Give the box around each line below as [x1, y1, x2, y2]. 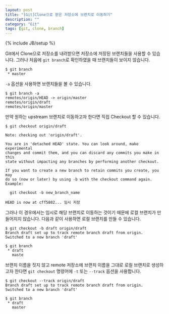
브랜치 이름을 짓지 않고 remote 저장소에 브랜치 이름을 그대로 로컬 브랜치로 [5, 262, 150, 268]
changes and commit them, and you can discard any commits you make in [5, 150, 159, 156]
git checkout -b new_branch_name [10, 190, 80, 195]
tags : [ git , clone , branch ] [5, 26, 65, 31]
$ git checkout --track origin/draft [5, 279, 85, 284]
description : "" [5, 17, 39, 22]
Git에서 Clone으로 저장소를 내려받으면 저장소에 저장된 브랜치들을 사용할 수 [5, 51, 151, 57]
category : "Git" [5, 21, 39, 27]
